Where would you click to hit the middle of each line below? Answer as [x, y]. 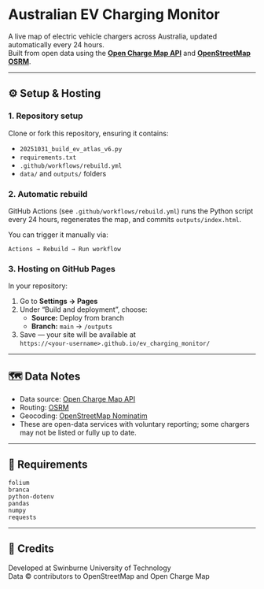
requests [22, 517]
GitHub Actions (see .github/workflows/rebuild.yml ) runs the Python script [131, 211]
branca [19, 490]
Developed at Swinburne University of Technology [90, 568]
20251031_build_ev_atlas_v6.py [71, 149]
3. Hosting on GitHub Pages [62, 269]
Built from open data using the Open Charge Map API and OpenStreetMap [130, 53]
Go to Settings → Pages [59, 302]
